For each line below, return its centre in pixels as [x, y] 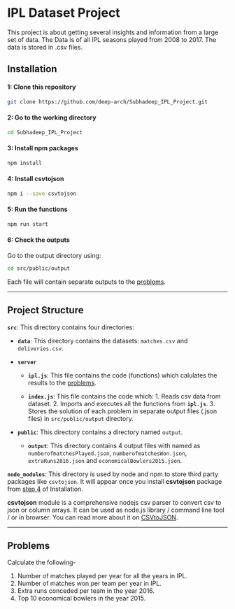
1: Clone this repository [42, 87]
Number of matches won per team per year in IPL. [90, 583]
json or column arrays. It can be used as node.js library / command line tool [116, 510]
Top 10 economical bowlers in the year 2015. [81, 599]
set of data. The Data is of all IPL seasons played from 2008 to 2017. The [112, 39]
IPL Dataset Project [64, 13]
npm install [24, 163]
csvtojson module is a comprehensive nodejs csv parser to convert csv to [114, 502]
